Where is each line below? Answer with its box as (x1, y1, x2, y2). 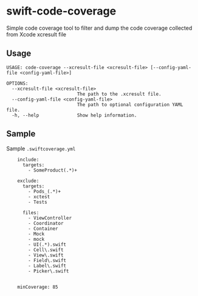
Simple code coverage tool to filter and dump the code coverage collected (6, 24, 193, 32)
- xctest (28, 193, 50, 200)
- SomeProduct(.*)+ (28, 167, 78, 173)
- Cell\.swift (28, 247, 64, 253)
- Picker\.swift (28, 268, 69, 274)
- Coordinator (28, 220, 64, 226)
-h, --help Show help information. (12, 112, 137, 118)
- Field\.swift (28, 257, 67, 263)
